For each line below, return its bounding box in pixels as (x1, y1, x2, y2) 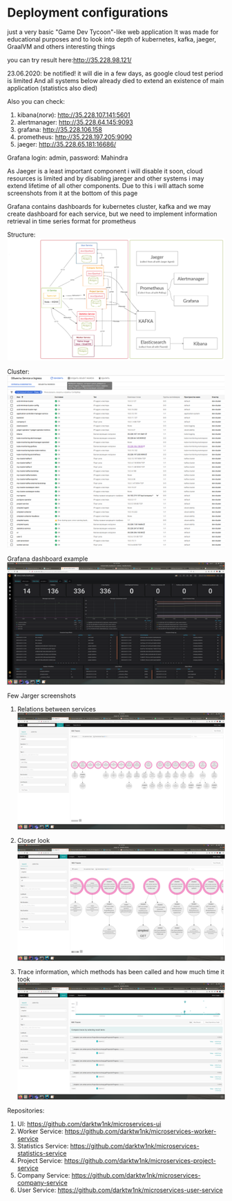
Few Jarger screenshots (7, 691, 76, 700)
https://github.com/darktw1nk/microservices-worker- (64, 1127, 217, 1135)
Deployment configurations (7, 5, 168, 21)
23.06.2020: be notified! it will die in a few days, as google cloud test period (7, 69, 223, 77)
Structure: (7, 230, 36, 239)
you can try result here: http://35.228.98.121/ (7, 55, 132, 64)
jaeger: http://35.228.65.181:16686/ (17, 140, 117, 148)
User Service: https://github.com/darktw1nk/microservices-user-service (17, 1186, 223, 1194)
